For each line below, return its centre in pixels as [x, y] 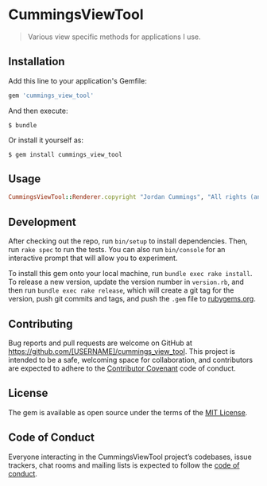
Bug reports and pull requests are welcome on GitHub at [101, 343]
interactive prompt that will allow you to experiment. [93, 258]
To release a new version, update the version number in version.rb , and [126, 282]
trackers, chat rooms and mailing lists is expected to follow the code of [124, 465]
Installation [37, 62]
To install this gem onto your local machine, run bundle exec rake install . [130, 274]
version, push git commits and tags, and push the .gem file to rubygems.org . [132, 299]
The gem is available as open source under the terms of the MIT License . [128, 412]
